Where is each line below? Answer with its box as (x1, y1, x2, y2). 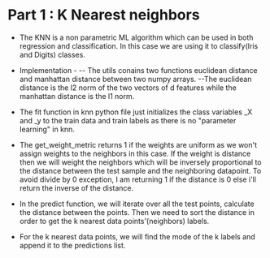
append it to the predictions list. (19, 240, 126, 250)
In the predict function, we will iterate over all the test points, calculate (19, 199, 255, 209)
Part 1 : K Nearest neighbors (7, 6, 200, 24)
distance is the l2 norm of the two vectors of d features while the (19, 83, 237, 92)
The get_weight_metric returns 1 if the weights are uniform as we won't (19, 140, 258, 149)
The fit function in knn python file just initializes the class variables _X (19, 107, 253, 117)
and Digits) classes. (19, 49, 86, 59)
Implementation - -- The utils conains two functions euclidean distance (19, 65, 258, 75)
